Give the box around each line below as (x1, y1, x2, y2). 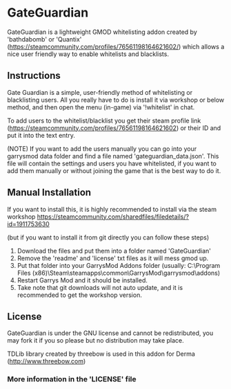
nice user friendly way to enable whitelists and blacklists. (7, 50, 169, 58)
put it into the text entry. (7, 131, 76, 139)
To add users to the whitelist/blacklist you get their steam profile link (7, 116, 201, 125)
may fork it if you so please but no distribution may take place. (7, 336, 184, 345)
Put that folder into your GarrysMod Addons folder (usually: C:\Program (17, 261, 221, 269)
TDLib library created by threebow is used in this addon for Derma (7, 350, 195, 358)
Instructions (7, 70, 61, 82)
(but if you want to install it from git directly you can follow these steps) (7, 233, 210, 242)
